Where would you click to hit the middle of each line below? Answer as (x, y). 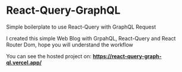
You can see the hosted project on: (49, 56)
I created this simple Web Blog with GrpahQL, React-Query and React (91, 38)
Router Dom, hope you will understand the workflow (70, 45)
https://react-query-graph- (127, 56)
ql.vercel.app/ (24, 62)
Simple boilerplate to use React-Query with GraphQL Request (81, 27)
